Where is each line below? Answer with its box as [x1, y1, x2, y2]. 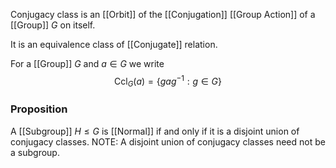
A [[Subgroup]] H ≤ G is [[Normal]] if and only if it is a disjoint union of [10, 125, 300, 137]
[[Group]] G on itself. [10, 19, 96, 31]
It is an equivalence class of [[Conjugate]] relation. [10, 39, 218, 50]
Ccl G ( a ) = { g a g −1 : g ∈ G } [114, 74, 222, 89]
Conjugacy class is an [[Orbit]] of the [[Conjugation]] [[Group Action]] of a [10, 9, 316, 20]
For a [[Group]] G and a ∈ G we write [10, 58, 165, 69]
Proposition [10, 102, 68, 116]
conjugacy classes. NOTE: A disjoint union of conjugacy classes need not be [10, 135, 326, 148]
